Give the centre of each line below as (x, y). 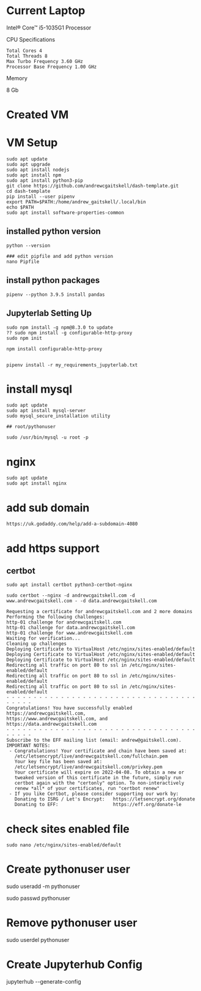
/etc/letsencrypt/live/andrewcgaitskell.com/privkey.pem (89, 767)
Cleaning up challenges (37, 644)
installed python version (53, 231)
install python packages (53, 280)
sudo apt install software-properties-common (65, 213)
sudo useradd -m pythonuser (43, 886)
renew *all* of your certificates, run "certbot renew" (87, 789)
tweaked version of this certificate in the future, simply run (98, 778)
